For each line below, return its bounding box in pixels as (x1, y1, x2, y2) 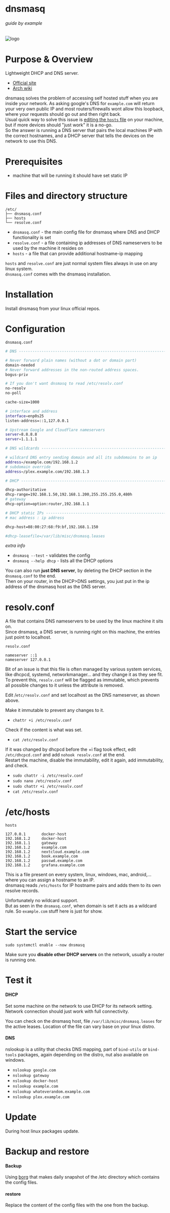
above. (5, 697, 20, 703)
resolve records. (5, 888, 39, 894)
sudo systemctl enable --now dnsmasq (5, 942, 85, 948)
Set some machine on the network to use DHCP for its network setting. (5, 1003, 153, 1009)
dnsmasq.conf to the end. (5, 573, 57, 579)
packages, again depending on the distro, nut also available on (17, 1051, 148, 1057)
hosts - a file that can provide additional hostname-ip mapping (12, 251, 143, 257)
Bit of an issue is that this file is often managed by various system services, (5, 666, 162, 672)
